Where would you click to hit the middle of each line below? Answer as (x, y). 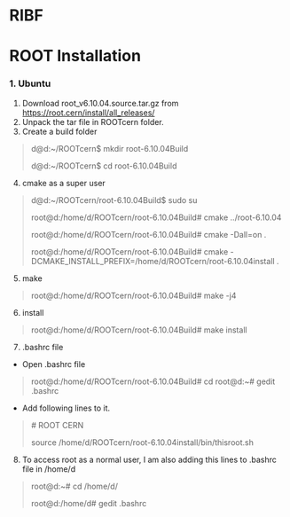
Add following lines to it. (66, 408)
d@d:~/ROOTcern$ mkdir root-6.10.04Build (110, 148)
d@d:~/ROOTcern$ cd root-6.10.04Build (104, 166)
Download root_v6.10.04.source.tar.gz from (100, 103)
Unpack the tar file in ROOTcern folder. (93, 121)
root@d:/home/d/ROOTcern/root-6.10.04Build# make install (139, 330)
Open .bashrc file (54, 364)
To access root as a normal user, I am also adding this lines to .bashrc (149, 459)
